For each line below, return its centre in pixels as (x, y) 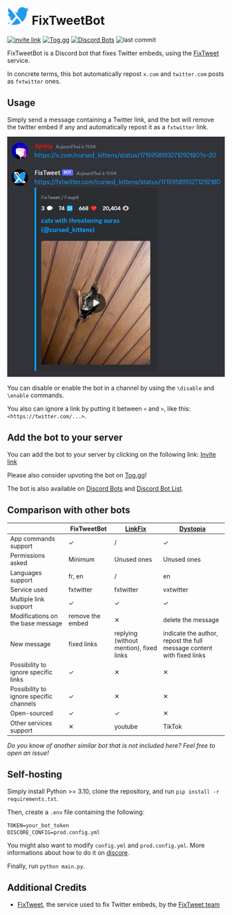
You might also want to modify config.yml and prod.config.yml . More (106, 845)
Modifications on (34, 616)
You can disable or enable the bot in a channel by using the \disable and (111, 388)
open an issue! (28, 753)
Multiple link (27, 599)
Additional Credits (47, 888)
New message (30, 644)
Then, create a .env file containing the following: (76, 812)
